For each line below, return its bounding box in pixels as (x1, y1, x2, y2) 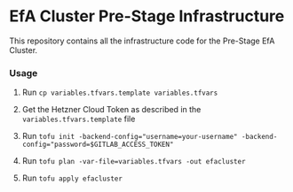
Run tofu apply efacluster (21, 173, 123, 183)
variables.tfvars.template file (21, 113, 136, 125)
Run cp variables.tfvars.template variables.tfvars (21, 87, 218, 98)
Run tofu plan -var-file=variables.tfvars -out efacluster (21, 156, 246, 166)
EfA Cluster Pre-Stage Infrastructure (9, 6, 285, 27)
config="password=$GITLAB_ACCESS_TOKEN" (21, 140, 174, 150)
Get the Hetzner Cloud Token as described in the (21, 104, 202, 115)
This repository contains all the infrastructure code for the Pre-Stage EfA (9, 35, 275, 46)
